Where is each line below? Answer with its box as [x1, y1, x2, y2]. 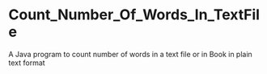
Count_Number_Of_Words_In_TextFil [8, 6, 261, 24]
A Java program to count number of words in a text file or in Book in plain [8, 49, 252, 59]
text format [8, 58, 46, 68]
